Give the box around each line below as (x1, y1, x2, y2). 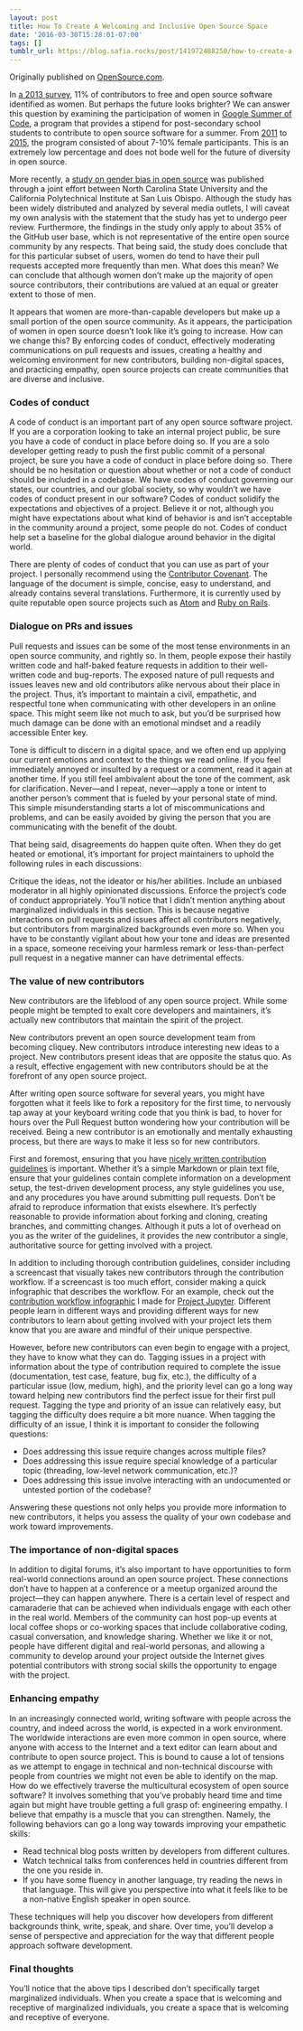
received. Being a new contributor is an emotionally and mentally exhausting (9, 1127, 293, 1137)
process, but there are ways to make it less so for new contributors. (9, 1136, 261, 1147)
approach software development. (9, 1940, 133, 1951)
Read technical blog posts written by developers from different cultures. (22, 1845, 290, 1857)
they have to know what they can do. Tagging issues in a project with (9, 1352, 266, 1362)
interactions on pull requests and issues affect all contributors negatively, (9, 913, 281, 924)
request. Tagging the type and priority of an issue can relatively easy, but (9, 1399, 281, 1410)
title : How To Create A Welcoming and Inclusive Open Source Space (9, 22, 269, 31)
